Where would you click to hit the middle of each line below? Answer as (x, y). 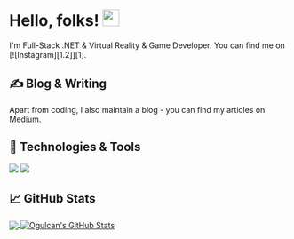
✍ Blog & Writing (58, 84)
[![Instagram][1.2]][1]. (48, 54)
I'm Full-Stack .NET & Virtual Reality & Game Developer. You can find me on (147, 45)
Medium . (25, 119)
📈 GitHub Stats (52, 199)
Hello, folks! (54, 21)
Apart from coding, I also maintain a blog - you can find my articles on (137, 109)
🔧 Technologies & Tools (75, 147)
